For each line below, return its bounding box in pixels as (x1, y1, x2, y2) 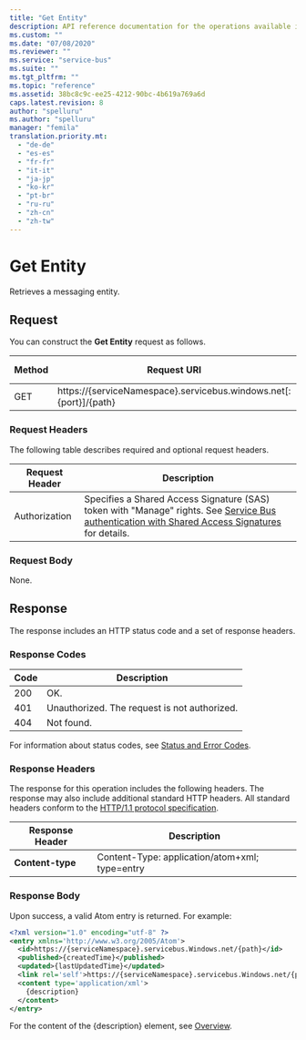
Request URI (147, 363, 202, 376)
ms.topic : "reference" (9, 81, 96, 90)
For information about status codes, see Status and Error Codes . (9, 739, 251, 751)
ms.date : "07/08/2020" (9, 38, 96, 48)
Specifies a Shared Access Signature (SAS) (84, 493, 270, 505)
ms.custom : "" (9, 30, 64, 39)
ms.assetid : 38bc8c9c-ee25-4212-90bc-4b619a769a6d (9, 89, 206, 98)
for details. (84, 526, 130, 539)
